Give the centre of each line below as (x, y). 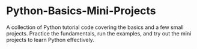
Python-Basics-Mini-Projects (81, 11)
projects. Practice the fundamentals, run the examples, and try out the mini (99, 33)
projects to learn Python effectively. (50, 40)
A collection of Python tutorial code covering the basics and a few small (95, 27)
